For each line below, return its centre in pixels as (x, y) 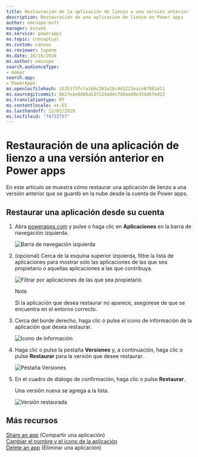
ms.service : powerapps (34, 34)
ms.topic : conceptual (33, 39)
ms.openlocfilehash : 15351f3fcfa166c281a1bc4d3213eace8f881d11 (86, 89)
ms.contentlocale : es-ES (37, 105)
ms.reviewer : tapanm (32, 50)
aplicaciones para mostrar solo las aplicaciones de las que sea (91, 262)
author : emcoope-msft (33, 23)
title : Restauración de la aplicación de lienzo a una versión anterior (98, 12)
